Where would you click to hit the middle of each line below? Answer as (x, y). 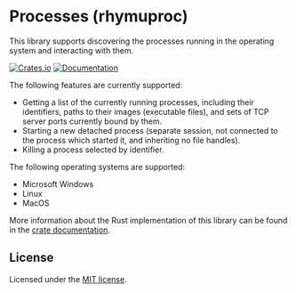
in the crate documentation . (60, 230)
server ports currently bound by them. (92, 121)
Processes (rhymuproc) (99, 16)
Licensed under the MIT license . (68, 279)
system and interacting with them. (72, 50)
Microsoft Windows (58, 183)
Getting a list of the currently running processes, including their (138, 102)
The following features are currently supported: (96, 85)
